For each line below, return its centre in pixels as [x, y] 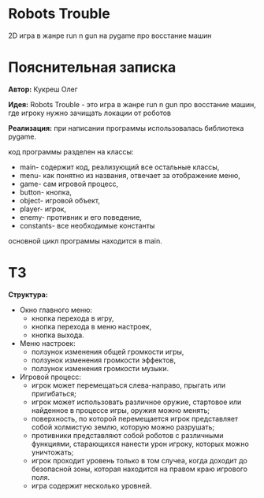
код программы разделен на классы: [71, 151]
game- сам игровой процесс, [69, 184]
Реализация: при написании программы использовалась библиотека [126, 128]
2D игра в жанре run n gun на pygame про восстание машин [110, 35]
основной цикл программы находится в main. [86, 240]
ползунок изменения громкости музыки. [100, 368]
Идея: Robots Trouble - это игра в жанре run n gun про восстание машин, [132, 104]
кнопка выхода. [58, 335]
